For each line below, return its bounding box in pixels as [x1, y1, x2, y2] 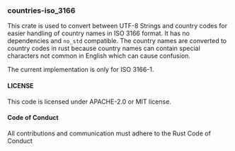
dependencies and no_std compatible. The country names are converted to [7, 37, 227, 45]
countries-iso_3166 [7, 6, 76, 16]
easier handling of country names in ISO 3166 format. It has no [7, 29, 190, 37]
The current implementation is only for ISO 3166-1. [7, 66, 154, 74]
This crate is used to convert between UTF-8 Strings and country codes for [7, 22, 228, 30]
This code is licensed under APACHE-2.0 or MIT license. [7, 97, 172, 106]
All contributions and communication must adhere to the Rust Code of [7, 129, 211, 138]
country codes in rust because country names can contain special [7, 44, 200, 53]
